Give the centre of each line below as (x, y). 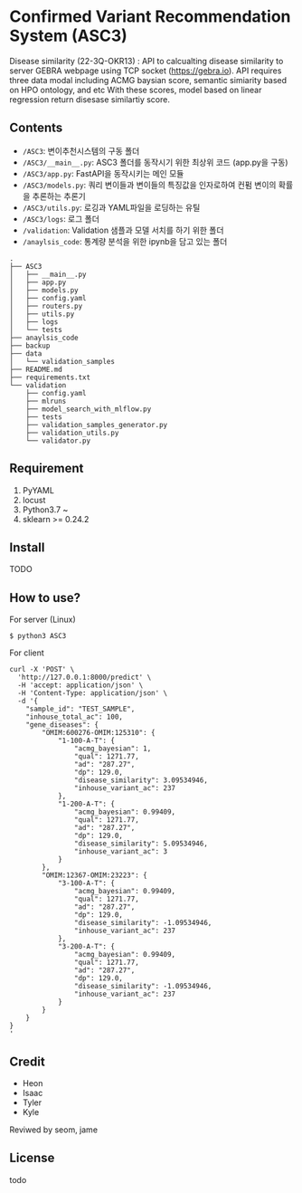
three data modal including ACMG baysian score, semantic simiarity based (148, 80)
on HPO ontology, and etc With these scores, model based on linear (136, 90)
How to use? (45, 598)
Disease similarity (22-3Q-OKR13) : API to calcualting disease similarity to (146, 61)
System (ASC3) (69, 36)
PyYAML (38, 490)
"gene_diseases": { (62, 725)
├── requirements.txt (50, 377)
